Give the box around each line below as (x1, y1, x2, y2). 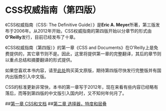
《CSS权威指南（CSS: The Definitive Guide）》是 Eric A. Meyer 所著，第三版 (5, 22, 156, 28)
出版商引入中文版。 (9, 74, 49, 79)
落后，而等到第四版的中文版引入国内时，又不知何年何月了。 (5, 90, 127, 96)
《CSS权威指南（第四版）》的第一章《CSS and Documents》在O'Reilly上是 (5, 44, 154, 50)
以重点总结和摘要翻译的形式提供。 (5, 57, 75, 63)
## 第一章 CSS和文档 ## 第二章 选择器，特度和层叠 (5, 101, 107, 107)
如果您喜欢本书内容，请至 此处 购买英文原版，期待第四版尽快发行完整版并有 (5, 67, 157, 73)
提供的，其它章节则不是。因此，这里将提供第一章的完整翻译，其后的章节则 (9, 50, 162, 57)
